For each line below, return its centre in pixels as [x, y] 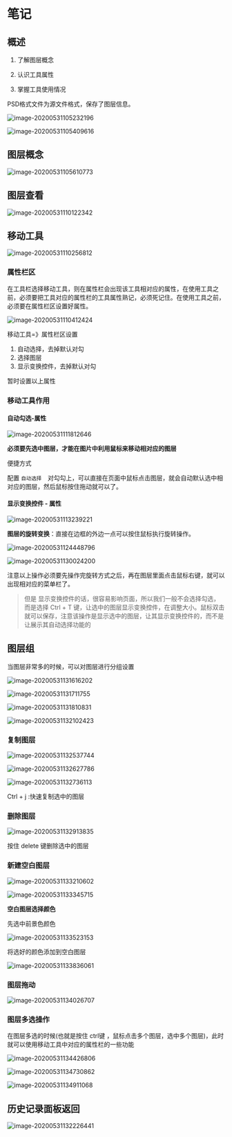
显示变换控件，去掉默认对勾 [57, 366]
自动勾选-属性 [27, 418]
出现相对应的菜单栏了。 [40, 584]
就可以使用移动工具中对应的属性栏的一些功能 [71, 1045]
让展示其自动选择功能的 [57, 625]
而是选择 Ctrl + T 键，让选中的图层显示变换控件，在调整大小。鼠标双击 [124, 607]
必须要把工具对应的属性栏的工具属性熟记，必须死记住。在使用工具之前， [122, 297]
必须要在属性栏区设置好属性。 [49, 306]
